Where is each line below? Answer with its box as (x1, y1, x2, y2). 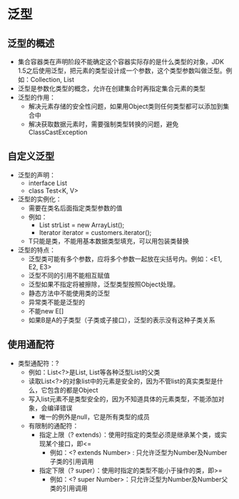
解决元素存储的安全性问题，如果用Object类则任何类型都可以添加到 (28, 102, 223, 111)
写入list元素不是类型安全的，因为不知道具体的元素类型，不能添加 (28, 394, 219, 403)
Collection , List (30, 76, 75, 84)
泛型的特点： (17, 246, 56, 254)
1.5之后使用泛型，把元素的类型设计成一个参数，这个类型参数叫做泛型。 (17, 66, 226, 75)
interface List (28, 178, 68, 187)
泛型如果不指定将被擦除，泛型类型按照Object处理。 (28, 280, 180, 288)
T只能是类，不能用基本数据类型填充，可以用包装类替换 (28, 236, 189, 245)
